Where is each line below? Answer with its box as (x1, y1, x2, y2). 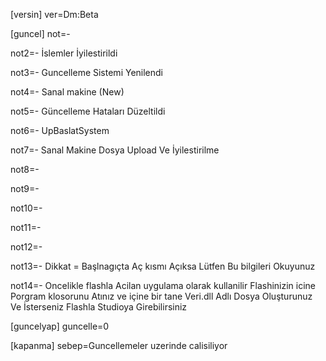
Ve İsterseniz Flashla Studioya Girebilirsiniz (10, 301, 188, 313)
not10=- (10, 202, 43, 214)
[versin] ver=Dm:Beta (10, 9, 99, 20)
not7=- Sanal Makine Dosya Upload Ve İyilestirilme (10, 144, 220, 156)
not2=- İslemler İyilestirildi (10, 47, 118, 59)
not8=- (10, 164, 40, 175)
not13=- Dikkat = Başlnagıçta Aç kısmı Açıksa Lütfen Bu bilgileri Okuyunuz (10, 260, 316, 272)
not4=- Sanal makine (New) (10, 86, 125, 98)
